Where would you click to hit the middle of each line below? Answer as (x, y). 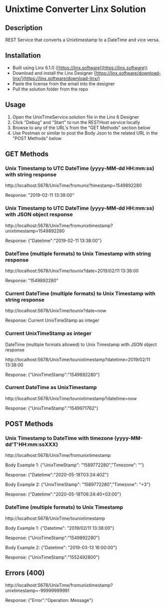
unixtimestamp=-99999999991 (37, 590)
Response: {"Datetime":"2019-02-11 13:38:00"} (53, 240)
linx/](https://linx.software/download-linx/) (56, 78)
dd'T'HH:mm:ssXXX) (32, 444)
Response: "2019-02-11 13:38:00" (40, 195)
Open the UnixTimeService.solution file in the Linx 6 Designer (75, 117)
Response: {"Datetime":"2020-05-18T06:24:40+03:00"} (63, 494)
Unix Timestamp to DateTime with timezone (59, 438)
